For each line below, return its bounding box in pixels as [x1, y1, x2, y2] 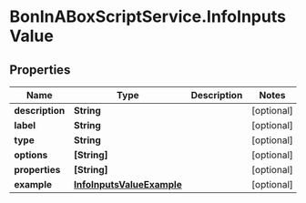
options [14, 148, 48, 161]
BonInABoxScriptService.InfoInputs [9, 6, 287, 27]
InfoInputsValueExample [73, 178, 182, 190]
